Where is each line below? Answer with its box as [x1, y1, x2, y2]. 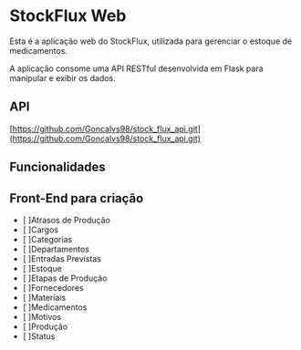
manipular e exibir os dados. [9, 72, 116, 83]
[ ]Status [22, 330, 56, 342]
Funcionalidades [9, 160, 107, 175]
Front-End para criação [9, 190, 144, 206]
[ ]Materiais [22, 292, 67, 303]
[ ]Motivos [22, 311, 62, 322]
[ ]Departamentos [22, 243, 89, 254]
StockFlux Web [9, 5, 127, 26]
